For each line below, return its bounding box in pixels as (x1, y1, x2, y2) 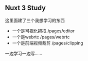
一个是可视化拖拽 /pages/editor (12, 28, 75, 34)
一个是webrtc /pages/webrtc (12, 34, 70, 40)
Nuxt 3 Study (5, 4, 46, 12)
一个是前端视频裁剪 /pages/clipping (12, 40, 84, 46)
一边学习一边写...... (5, 50, 43, 56)
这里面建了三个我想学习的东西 (5, 17, 65, 23)
